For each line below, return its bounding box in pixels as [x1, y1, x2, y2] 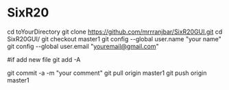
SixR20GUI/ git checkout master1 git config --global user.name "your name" [7, 34, 221, 43]
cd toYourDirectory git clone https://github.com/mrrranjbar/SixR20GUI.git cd [7, 27, 223, 36]
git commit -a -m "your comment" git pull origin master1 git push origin [7, 69, 207, 77]
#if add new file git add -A [7, 55, 81, 63]
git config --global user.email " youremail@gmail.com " [7, 42, 159, 50]
